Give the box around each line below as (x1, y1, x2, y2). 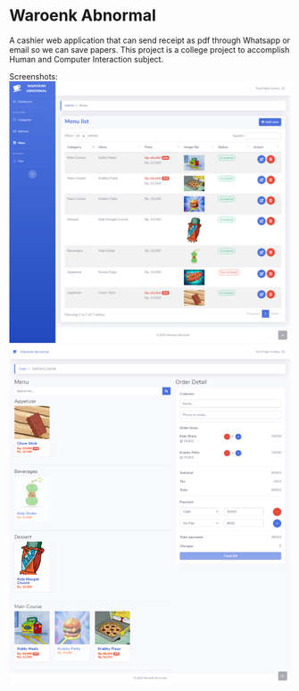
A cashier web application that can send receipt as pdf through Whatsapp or (9, 35, 291, 46)
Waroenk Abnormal (9, 5, 156, 26)
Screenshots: (9, 71, 58, 81)
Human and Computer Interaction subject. (9, 54, 163, 64)
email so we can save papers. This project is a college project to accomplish (9, 44, 290, 54)
